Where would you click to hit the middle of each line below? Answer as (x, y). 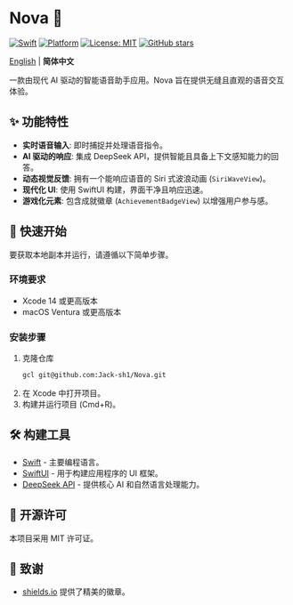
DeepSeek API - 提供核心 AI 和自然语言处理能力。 (113, 484)
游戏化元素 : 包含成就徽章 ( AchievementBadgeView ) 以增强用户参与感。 (147, 200)
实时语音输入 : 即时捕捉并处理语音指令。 (94, 145)
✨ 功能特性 (39, 122)
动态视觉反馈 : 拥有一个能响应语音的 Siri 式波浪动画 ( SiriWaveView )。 (146, 178)
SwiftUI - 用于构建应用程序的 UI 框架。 (92, 473)
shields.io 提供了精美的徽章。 (76, 592)
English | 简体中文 (42, 60)
